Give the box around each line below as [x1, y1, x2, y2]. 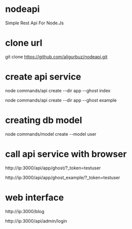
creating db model [5, 115, 82, 126]
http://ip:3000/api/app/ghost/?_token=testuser [5, 165, 101, 171]
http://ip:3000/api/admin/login [5, 218, 67, 224]
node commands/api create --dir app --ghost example [5, 97, 117, 103]
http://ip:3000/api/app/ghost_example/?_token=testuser [5, 174, 121, 180]
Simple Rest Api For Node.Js [5, 20, 64, 26]
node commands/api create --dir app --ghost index [5, 87, 111, 93]
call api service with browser [5, 148, 127, 159]
